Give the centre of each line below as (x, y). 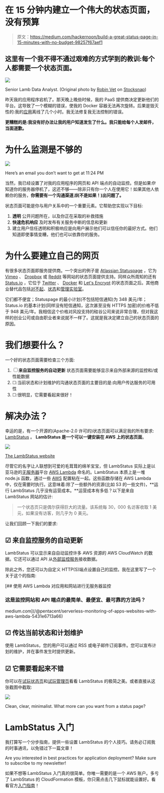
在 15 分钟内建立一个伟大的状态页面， (80, 10)
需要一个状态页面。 (47, 68)
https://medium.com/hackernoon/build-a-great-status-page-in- (94, 37)
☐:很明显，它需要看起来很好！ (42, 395)
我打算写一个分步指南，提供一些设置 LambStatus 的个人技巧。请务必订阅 (78, 742)
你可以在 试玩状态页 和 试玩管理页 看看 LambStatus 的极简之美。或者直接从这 (80, 681)
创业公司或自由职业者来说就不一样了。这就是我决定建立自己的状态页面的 (86, 317)
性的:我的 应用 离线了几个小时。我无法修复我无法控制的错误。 (66, 112)
